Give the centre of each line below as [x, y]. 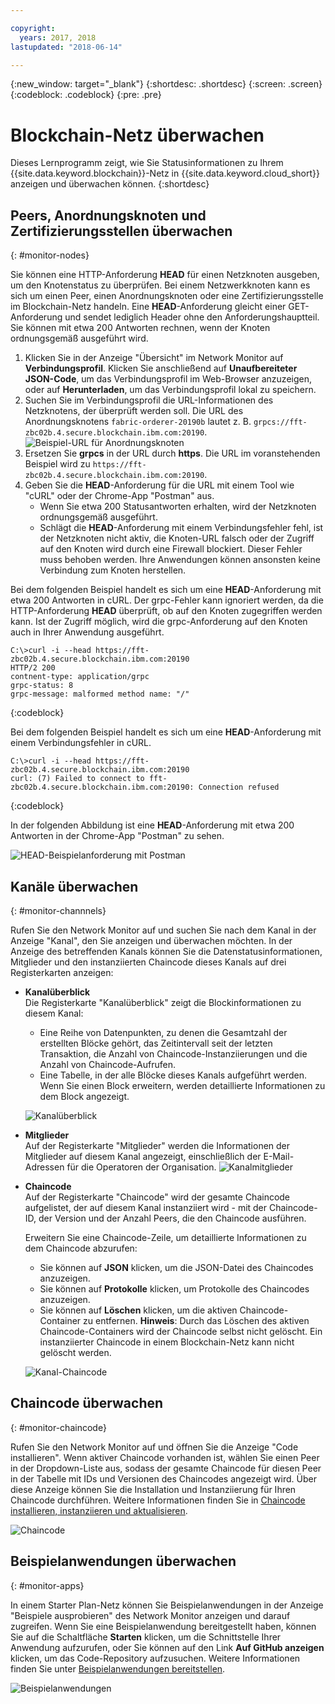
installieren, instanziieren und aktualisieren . [99, 1510]
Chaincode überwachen [87, 1403]
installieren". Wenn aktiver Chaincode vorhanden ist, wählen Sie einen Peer [165, 1457]
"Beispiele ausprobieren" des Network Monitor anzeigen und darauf [150, 1615]
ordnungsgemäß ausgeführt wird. [79, 338]
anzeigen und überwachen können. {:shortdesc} [110, 184]
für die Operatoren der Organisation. [141, 1167]
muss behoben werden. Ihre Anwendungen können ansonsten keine [180, 560]
